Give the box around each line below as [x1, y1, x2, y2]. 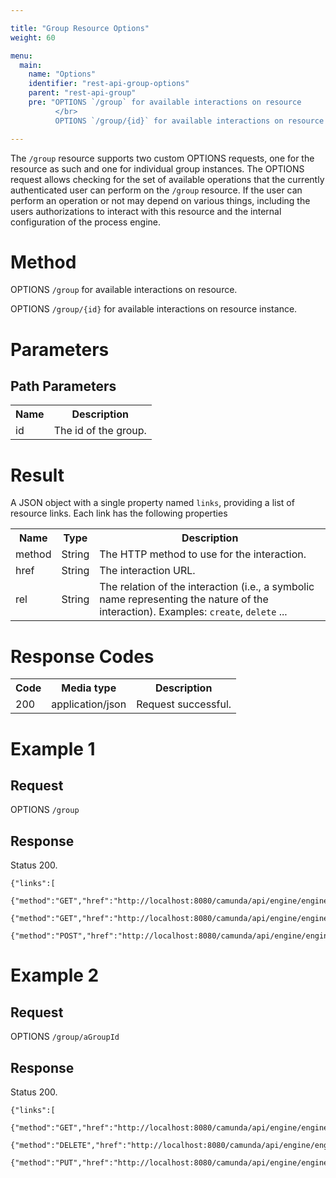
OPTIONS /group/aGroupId [10, 1031, 120, 1043]
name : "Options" [28, 69, 97, 80]
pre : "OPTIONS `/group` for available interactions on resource [28, 97, 302, 107]
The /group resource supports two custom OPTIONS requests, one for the [10, 152, 315, 164]
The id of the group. [53, 424, 147, 438]
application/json [51, 697, 127, 711]
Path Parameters [10, 378, 117, 395]
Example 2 [10, 964, 100, 987]
